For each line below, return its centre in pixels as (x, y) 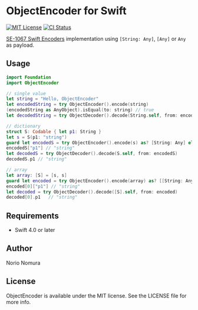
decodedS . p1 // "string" (37, 159)
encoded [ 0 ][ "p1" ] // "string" (43, 186)
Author (19, 249)
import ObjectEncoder (33, 83)
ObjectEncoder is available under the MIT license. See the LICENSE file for (96, 296)
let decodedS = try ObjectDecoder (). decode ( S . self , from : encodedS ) (92, 154)
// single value (26, 93)
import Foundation (29, 77)
